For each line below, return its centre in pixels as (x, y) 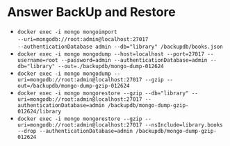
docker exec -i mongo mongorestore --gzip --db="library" (103, 93)
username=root (38, 60)
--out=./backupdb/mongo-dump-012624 (111, 66)
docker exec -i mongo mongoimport (67, 32)
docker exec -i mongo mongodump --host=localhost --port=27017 (111, 54)
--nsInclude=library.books (184, 125)
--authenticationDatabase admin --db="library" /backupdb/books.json (120, 47)
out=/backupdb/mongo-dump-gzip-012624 (73, 86)
